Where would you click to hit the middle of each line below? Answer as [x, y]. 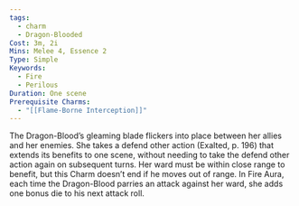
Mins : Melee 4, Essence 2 [58, 51]
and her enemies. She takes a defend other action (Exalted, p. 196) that [141, 145]
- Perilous [38, 85]
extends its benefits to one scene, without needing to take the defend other [149, 155]
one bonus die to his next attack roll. [77, 193]
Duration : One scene [48, 93]
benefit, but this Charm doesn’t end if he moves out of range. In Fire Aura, [147, 174]
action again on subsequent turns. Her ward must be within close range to [147, 164]
